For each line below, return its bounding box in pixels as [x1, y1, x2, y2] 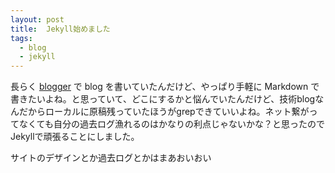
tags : [10, 33, 33, 43]
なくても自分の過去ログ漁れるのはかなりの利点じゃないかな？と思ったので [18, 118, 325, 130]
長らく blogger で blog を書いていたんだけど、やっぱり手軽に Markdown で [10, 81, 320, 93]
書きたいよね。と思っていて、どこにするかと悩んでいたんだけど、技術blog [10, 93, 316, 105]
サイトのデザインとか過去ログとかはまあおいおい [10, 152, 212, 164]
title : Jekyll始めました [10, 24, 111, 34]
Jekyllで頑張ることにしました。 [10, 131, 140, 143]
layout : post [10, 14, 65, 25]
